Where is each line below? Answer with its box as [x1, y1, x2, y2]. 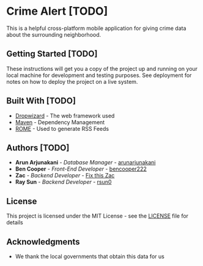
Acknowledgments [6, 237, 81, 247]
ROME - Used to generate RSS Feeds [15, 125, 109, 132]
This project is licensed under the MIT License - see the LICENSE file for [6, 212, 188, 220]
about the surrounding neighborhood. [6, 31, 102, 38]
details [6, 219, 23, 226]
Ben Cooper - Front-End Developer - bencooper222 [15, 165, 147, 172]
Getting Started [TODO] [6, 49, 98, 59]
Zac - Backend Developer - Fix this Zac [15, 172, 115, 179]
